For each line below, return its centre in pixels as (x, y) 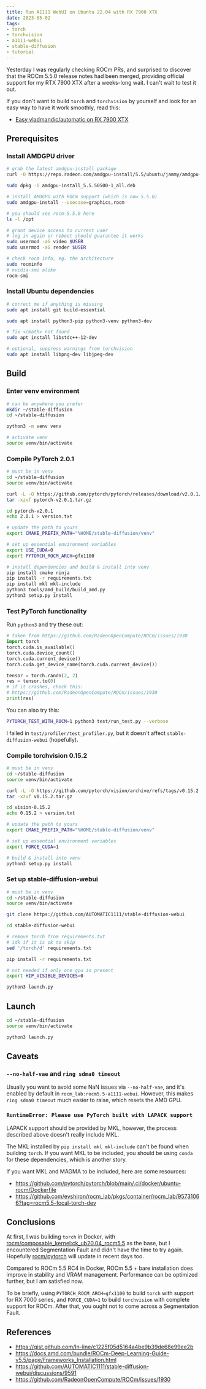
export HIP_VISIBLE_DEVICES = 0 (45, 976)
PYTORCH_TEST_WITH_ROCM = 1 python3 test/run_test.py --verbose (87, 721)
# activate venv (27, 438)
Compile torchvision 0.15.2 (47, 755)
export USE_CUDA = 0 (30, 550)
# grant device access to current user (57, 230)
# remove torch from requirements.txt (56, 937)
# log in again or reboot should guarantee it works (75, 236)
